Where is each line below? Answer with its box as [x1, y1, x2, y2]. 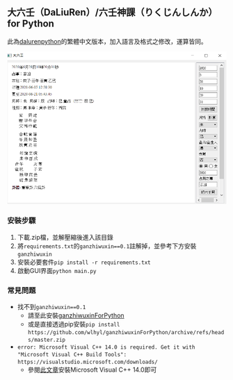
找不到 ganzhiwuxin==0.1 [17, 303, 86, 311]
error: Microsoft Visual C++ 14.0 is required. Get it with [17, 344, 195, 351]
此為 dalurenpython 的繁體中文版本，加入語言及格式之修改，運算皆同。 [7, 37, 207, 45]
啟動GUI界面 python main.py [17, 266, 97, 274]
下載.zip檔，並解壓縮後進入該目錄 [17, 233, 113, 241]
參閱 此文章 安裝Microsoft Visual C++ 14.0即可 [27, 365, 157, 374]
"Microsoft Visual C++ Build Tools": [17, 352, 127, 358]
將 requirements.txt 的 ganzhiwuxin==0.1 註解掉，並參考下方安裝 [17, 242, 197, 250]
